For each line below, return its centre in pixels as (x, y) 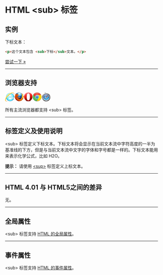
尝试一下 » (16, 62)
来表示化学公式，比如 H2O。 (33, 156)
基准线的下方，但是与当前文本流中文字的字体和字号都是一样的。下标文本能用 (81, 150)
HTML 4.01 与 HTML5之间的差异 (54, 187)
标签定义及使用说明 (34, 131)
